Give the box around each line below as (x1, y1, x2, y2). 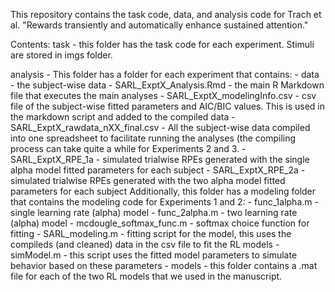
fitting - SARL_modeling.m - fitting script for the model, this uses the (10, 228, 292, 239)
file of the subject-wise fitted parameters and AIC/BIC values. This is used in (10, 100, 326, 112)
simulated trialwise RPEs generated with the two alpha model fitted (10, 175, 286, 186)
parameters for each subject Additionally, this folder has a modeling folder (10, 185, 317, 197)
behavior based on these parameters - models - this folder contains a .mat (10, 260, 318, 271)
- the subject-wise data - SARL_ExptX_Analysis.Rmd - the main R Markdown (10, 79, 325, 91)
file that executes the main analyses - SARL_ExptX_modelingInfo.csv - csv (10, 90, 317, 101)
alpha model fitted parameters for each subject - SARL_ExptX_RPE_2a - (10, 164, 306, 176)
